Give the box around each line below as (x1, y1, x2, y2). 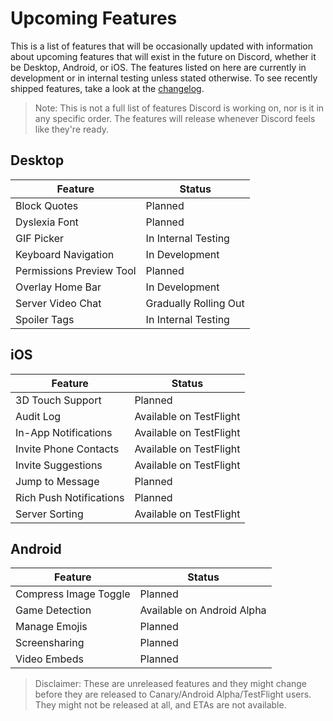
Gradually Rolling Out (145, 296, 245, 310)
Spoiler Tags (15, 312, 75, 326)
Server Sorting (15, 507, 84, 521)
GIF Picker (15, 231, 64, 245)
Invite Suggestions (15, 458, 103, 472)
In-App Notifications (15, 425, 113, 439)
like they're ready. (34, 123, 110, 135)
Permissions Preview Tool (15, 263, 137, 277)
